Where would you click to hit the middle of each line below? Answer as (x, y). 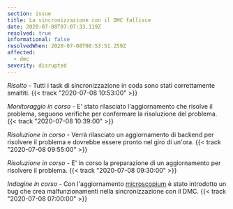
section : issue (29, 14)
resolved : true (29, 33)
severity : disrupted (37, 65)
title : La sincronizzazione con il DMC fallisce (79, 20)
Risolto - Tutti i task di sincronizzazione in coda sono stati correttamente (111, 85)
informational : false (39, 40)
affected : (22, 53)
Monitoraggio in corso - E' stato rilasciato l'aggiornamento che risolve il (110, 106)
